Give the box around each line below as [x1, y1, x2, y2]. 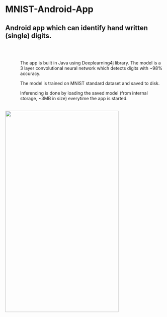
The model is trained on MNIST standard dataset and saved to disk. [20, 81, 160, 86]
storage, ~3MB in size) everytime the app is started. [20, 96, 128, 101]
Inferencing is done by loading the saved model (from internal [20, 90, 148, 96]
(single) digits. [5, 31, 52, 40]
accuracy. [20, 70, 41, 76]
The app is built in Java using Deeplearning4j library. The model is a [20, 60, 161, 66]
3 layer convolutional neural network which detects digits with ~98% [20, 65, 162, 71]
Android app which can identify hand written [5, 24, 148, 32]
